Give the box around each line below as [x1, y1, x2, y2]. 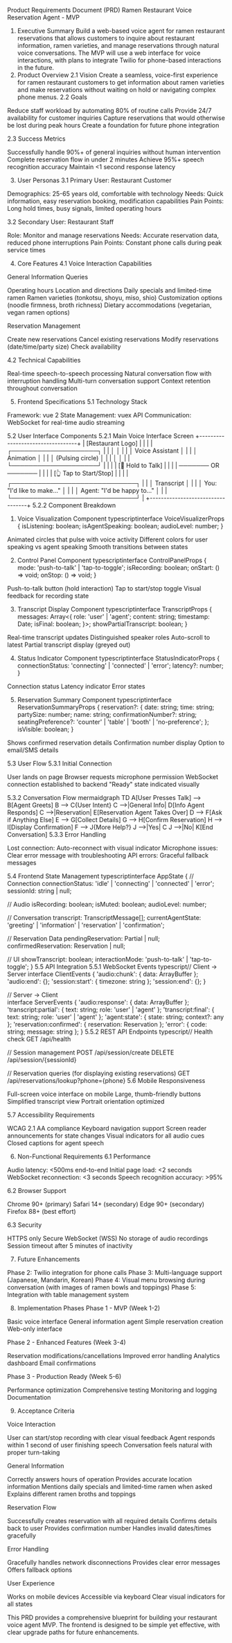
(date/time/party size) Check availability [7, 342, 121, 351]
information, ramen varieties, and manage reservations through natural [17, 42, 220, 49]
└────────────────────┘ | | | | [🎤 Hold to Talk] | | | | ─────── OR [7, 461, 220, 469]
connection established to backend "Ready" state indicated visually [7, 780, 200, 788]
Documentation [7, 1393, 51, 1401]
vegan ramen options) [7, 308, 71, 316]
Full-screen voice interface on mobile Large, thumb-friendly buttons [7, 1090, 202, 1098]
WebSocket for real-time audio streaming [7, 419, 125, 426]
